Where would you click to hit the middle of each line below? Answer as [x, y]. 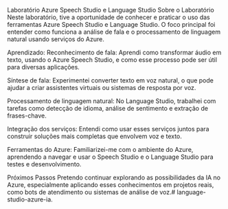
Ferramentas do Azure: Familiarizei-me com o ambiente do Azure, [100, 150]
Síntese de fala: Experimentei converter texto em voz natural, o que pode [111, 80]
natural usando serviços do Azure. [56, 39]
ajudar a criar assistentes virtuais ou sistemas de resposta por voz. [102, 88]
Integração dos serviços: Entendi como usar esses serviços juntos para [108, 129]
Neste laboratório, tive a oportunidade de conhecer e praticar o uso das [109, 17]
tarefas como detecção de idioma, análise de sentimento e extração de [107, 108]
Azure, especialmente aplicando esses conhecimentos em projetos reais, [111, 185]
